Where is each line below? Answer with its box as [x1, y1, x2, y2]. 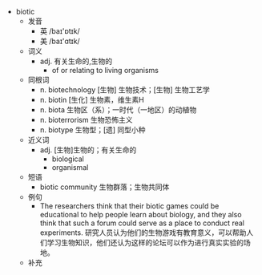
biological [51, 154, 84, 164]
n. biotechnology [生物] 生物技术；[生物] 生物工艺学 [39, 85, 211, 95]
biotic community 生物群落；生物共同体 [39, 182, 170, 192]
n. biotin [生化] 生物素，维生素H [39, 95, 144, 104]
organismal [51, 163, 89, 172]
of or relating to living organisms [51, 66, 159, 75]
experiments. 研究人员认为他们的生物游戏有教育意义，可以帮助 [39, 228, 247, 237]
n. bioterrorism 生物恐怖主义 [39, 115, 133, 124]
